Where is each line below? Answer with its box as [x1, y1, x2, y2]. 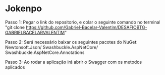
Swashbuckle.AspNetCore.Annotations [5, 50, 85, 55]
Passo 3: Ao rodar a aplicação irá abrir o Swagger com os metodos [5, 59, 142, 65]
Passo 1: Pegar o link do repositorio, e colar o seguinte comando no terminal [5, 19, 161, 25]
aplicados [5, 64, 25, 70]
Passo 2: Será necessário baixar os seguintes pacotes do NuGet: [5, 39, 138, 45]
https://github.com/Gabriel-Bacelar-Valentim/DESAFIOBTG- [25, 24, 148, 30]
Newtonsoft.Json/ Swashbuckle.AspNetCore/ [5, 44, 98, 50]
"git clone [5, 24, 25, 30]
